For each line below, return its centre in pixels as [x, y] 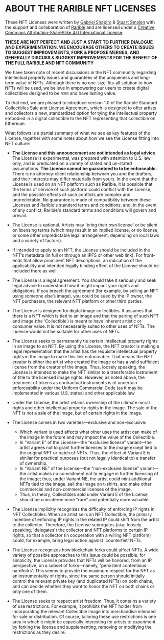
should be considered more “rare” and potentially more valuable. [85, 499]
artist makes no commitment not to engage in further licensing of [93, 473]
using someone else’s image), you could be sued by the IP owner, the [82, 296]
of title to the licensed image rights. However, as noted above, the [79, 377]
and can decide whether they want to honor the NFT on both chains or [83, 586]
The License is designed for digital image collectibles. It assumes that [82, 310]
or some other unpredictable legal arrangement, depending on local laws [86, 235]
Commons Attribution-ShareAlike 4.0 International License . [64, 32]
